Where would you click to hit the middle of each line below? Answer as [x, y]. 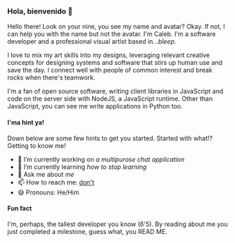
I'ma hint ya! [26, 122]
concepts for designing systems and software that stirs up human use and [115, 63]
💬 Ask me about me [46, 174]
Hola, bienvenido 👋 [40, 11]
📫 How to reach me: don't [56, 182]
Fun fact [20, 208]
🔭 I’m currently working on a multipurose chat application [101, 159]
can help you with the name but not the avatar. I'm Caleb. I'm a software [112, 34]
